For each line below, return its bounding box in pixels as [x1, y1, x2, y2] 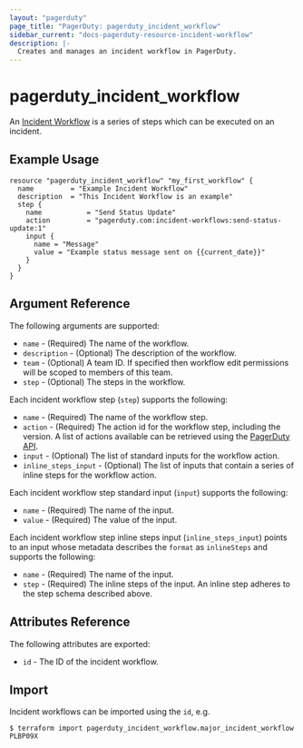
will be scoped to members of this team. [22, 367, 173, 378]
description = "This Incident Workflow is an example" [17, 192, 233, 201]
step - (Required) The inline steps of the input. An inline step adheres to [22, 578, 290, 589]
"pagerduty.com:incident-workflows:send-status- [94, 215, 282, 225]
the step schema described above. [22, 587, 152, 599]
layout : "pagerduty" [9, 13, 88, 23]
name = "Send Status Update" [25, 208, 177, 217]
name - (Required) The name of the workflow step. [22, 411, 209, 422]
